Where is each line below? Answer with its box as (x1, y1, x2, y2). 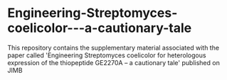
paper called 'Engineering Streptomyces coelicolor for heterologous (7, 51, 206, 59)
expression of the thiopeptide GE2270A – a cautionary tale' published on (7, 58, 221, 67)
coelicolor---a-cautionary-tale (7, 20, 192, 36)
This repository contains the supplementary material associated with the (7, 43, 219, 52)
